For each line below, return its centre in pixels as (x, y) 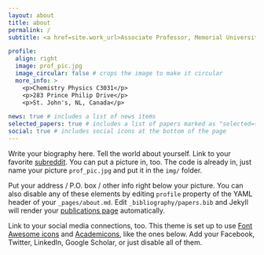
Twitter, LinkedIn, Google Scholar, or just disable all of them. (105, 242)
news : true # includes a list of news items (82, 117)
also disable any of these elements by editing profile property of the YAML (130, 194)
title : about (29, 23)
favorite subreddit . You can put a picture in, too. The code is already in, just (130, 162)
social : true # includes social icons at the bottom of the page (117, 131)
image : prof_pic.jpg (49, 66)
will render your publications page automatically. (87, 210)
